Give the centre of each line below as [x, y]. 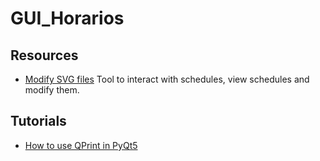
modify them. [52, 90]
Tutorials [38, 121]
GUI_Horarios [67, 18]
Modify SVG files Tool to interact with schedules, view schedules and [167, 79]
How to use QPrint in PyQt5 [81, 145]
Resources [44, 55]
